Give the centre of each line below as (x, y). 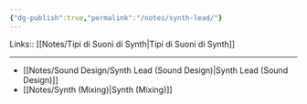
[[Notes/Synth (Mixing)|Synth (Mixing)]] (97, 89)
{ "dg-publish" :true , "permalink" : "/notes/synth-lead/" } (116, 18)
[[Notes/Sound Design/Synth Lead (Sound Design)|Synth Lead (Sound (155, 70)
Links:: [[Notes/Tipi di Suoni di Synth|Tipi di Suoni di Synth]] (122, 44)
